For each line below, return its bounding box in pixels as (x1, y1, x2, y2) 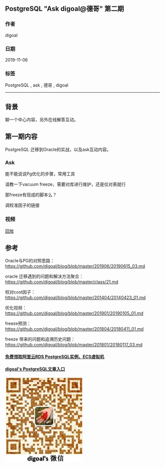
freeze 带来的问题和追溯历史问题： (5, 336, 75, 342)
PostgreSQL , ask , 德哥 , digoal (5, 82, 69, 88)
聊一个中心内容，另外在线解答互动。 (5, 117, 79, 123)
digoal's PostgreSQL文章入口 (5, 366, 65, 372)
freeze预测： (5, 321, 31, 327)
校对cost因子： (5, 289, 36, 295)
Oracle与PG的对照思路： (5, 258, 55, 264)
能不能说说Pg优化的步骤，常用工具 (5, 171, 75, 177)
